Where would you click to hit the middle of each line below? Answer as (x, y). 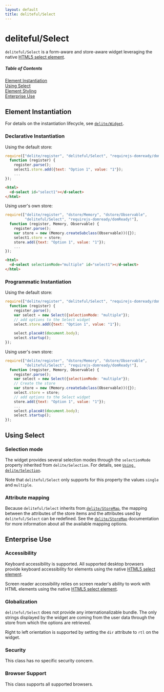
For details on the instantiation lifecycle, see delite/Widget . (65, 123)
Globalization (21, 601)
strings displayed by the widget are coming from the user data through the (80, 618)
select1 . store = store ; (38, 238)
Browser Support (26, 673)
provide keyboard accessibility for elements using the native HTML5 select (80, 569)
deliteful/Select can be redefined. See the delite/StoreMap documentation (82, 519)
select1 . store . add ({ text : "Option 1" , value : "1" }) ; (69, 169)
